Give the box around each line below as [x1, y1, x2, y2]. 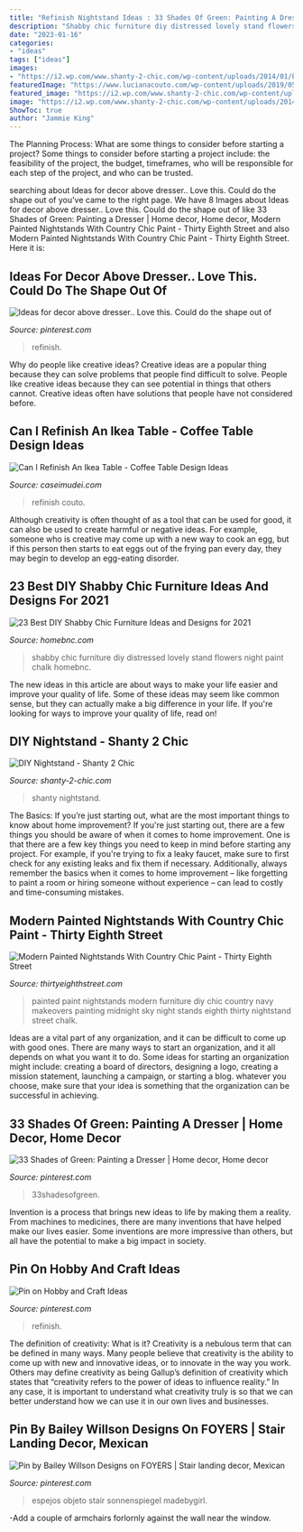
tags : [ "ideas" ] [9, 55, 70, 64]
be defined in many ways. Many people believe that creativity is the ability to [9, 1347, 294, 1359]
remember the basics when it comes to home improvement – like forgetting [9, 868, 289, 878]
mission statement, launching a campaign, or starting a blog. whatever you [9, 1071, 287, 1082]
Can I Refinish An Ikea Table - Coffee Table [9, 423, 254, 439]
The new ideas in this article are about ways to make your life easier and [9, 679, 278, 690]
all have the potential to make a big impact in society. [9, 1236, 207, 1246]
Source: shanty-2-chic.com [9, 775, 112, 786]
